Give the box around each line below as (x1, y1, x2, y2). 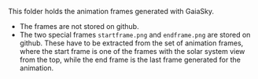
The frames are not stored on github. (19, 22, 139, 31)
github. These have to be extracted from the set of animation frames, (19, 38, 244, 48)
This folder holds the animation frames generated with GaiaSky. (8, 7, 215, 16)
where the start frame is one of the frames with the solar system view (19, 47, 245, 56)
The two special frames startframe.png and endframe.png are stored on (19, 31, 251, 39)
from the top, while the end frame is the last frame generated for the (19, 55, 241, 64)
